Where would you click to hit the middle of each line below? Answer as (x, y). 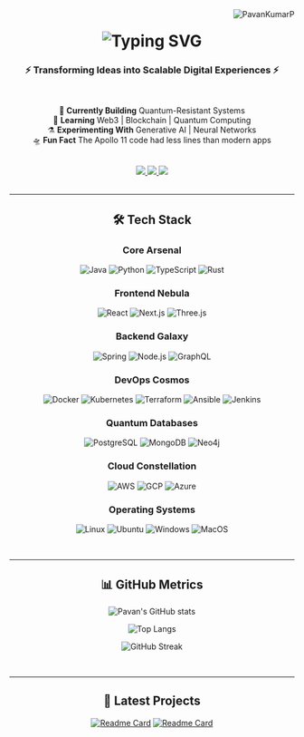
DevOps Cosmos (152, 380)
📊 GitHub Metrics (152, 585)
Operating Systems (152, 509)
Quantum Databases (152, 422)
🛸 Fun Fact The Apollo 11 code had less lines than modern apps (152, 141)
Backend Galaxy (152, 336)
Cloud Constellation (152, 466)
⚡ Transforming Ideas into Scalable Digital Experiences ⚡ (152, 70)
